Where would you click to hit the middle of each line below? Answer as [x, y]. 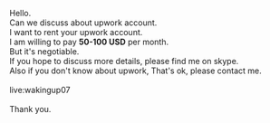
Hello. [20, 13]
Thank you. [30, 109]
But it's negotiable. [44, 52]
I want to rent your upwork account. [76, 32]
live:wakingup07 [40, 90]
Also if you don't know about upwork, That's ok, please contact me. [135, 71]
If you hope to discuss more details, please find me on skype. [124, 61]
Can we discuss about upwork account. [83, 23]
